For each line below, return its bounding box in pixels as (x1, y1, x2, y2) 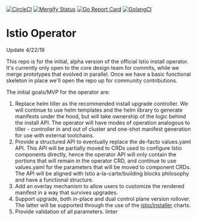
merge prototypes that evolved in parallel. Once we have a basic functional (6, 70, 191, 78)
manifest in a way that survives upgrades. (14, 189, 119, 196)
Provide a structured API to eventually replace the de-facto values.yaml (14, 138, 192, 145)
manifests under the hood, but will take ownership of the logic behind (14, 112, 186, 119)
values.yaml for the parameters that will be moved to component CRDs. (14, 163, 192, 170)
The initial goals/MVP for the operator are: (6, 88, 110, 96)
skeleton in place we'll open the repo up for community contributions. (6, 76, 178, 84)
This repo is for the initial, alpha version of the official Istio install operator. (6, 57, 189, 65)
